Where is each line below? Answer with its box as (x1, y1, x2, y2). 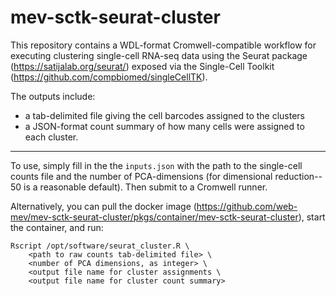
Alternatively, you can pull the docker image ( (10, 200, 197, 212)
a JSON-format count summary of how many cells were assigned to (24, 120, 305, 132)
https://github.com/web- (196, 200, 298, 212)
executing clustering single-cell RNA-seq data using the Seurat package (10, 49, 308, 61)
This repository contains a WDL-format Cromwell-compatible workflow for (10, 39, 317, 51)
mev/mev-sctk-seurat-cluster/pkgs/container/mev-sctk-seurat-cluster (10, 211, 299, 223)
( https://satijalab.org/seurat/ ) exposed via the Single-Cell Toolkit (10, 60, 275, 72)
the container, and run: (10, 221, 104, 233)
